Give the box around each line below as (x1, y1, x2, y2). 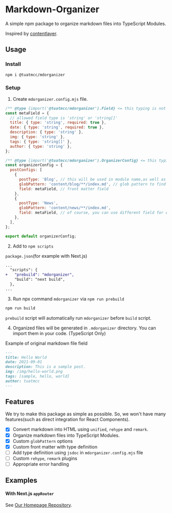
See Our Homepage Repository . (5, 502, 73, 508)
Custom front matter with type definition (12, 443, 98, 450)
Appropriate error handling (12, 461, 69, 467)
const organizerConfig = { (5, 163, 63, 168)
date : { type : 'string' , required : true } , (10, 125, 104, 130)
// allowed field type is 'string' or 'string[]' (10, 115, 118, 121)
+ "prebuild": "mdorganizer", (5, 272, 74, 277)
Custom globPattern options (12, 438, 73, 444)
